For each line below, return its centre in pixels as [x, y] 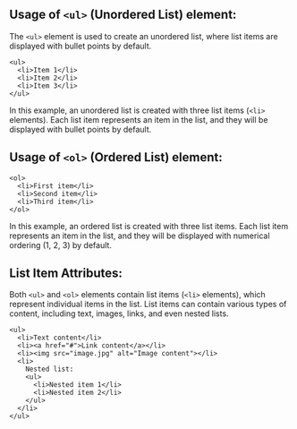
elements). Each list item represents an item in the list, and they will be [139, 119]
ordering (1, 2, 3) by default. [60, 245]
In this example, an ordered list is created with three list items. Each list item [149, 226]
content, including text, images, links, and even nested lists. [119, 313]
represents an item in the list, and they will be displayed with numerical [140, 236]
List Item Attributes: [66, 274]
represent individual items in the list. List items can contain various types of [148, 305]
